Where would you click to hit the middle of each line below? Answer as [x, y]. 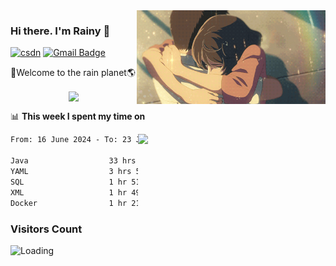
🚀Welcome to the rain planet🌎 [73, 73]
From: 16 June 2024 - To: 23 [71, 140]
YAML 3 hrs [71, 172]
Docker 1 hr [69, 203]
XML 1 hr [69, 192]
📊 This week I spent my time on [78, 116]
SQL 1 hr [69, 182]
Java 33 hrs [73, 161]
